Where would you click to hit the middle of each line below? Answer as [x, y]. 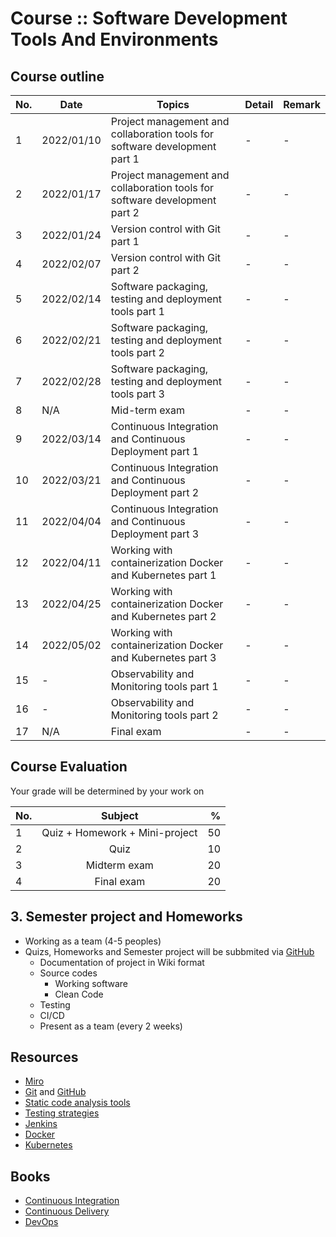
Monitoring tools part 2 [164, 715]
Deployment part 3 [155, 534]
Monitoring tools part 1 [164, 686]
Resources [44, 1057]
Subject [120, 815]
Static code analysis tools [77, 1103]
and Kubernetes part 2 [163, 616]
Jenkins [41, 1124]
